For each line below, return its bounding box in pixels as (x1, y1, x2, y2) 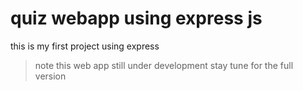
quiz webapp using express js (10, 7, 263, 30)
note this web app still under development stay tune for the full (34, 59, 294, 71)
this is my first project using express (10, 40, 160, 52)
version (34, 70, 67, 82)
